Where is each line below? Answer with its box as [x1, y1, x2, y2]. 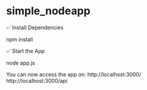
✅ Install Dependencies [6, 24, 64, 31]
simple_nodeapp [6, 4, 90, 18]
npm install [6, 36, 33, 43]
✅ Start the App [6, 47, 45, 54]
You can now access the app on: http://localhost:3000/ [6, 70, 142, 78]
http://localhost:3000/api [6, 77, 67, 84]
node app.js [6, 59, 36, 66]
